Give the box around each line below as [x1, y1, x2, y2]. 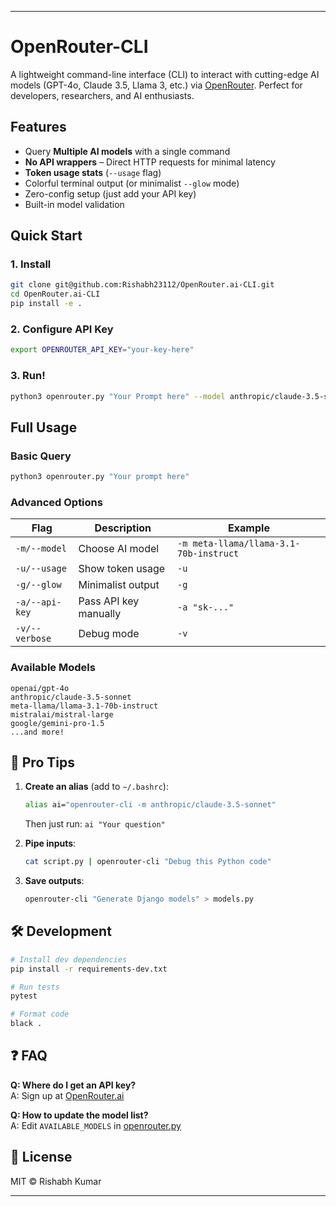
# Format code [10, 1009, 70, 1020]
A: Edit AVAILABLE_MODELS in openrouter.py [10, 1119, 182, 1131]
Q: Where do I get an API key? [10, 1079, 137, 1091]
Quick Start [10, 227, 83, 245]
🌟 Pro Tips [10, 754, 75, 771]
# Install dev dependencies [10, 954, 128, 965]
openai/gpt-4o [10, 683, 70, 693]
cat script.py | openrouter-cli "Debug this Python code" [24, 857, 272, 867]
